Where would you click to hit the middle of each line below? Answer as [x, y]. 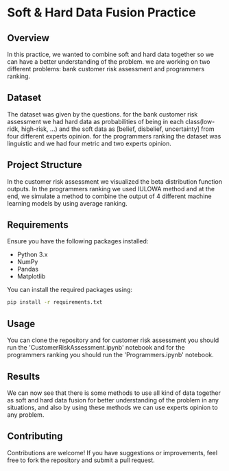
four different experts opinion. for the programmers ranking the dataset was [114, 136]
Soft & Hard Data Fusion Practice [102, 13]
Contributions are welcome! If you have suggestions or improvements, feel [112, 452]
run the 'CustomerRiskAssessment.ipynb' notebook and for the [96, 348]
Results [24, 376]
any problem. [26, 414]
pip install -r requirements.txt [55, 302]
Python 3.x [32, 254]
